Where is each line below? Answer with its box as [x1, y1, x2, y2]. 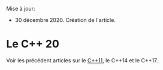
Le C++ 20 [6, 37, 60, 51]
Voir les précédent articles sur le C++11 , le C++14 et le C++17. [6, 56, 158, 64]
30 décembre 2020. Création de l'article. [14, 17, 116, 23]
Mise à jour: [6, 5, 35, 12]
